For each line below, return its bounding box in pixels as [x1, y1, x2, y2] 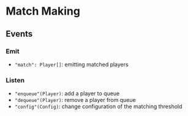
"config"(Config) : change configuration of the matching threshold [14, 103, 182, 111]
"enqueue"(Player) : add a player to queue [14, 90, 120, 97]
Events [6, 29, 33, 39]
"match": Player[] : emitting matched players [14, 60, 129, 68]
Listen [6, 76, 25, 84]
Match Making [6, 4, 81, 18]
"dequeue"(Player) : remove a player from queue [14, 96, 136, 104]
